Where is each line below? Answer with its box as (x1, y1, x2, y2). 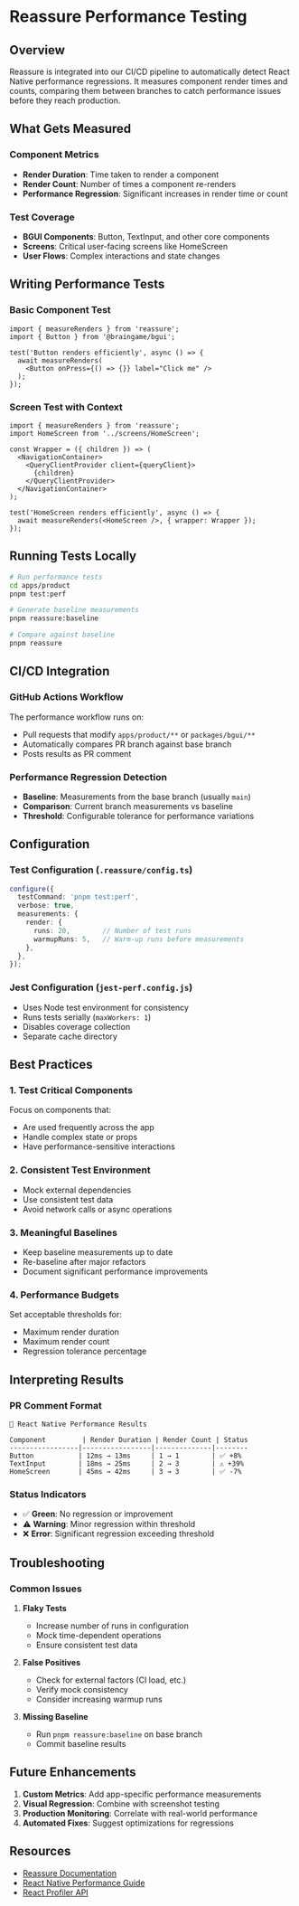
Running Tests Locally (9, 549, 137, 564)
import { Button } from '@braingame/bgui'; (9, 332, 176, 341)
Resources (9, 1844, 71, 1859)
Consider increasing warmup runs (35, 1694, 163, 1704)
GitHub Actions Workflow (9, 691, 124, 703)
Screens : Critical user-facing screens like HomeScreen (22, 241, 229, 251)
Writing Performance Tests (9, 277, 165, 292)
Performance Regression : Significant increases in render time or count (22, 188, 289, 199)
